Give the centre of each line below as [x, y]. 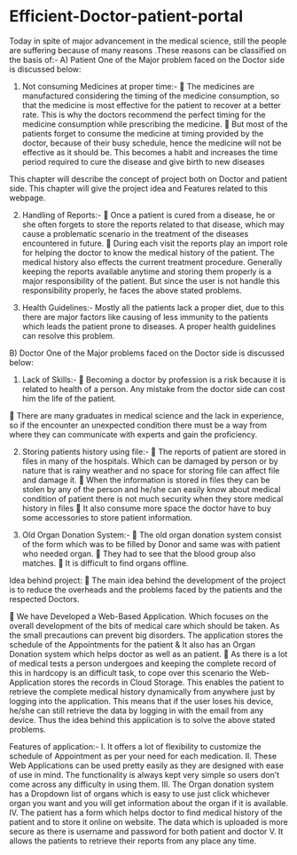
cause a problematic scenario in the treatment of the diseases [135, 233]
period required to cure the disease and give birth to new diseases [143, 161]
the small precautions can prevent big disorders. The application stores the [146, 635]
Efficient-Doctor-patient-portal [126, 16]
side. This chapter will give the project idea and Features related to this [139, 188]
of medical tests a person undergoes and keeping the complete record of [143, 663]
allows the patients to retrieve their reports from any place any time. [133, 841]
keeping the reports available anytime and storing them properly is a [147, 271]
